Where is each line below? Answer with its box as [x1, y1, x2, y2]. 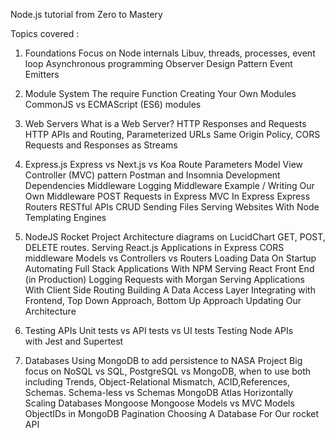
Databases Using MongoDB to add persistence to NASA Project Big [24, 355, 303, 366]
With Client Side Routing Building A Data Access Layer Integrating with [24, 284, 316, 296]
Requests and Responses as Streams [24, 139, 178, 151]
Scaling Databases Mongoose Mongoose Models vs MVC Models [24, 397, 295, 409]
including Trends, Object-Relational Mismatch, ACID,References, [24, 376, 291, 388]
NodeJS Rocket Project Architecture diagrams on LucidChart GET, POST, [24, 231, 326, 243]
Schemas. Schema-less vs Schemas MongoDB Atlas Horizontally [24, 387, 294, 398]
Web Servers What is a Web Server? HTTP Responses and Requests [24, 118, 307, 129]
